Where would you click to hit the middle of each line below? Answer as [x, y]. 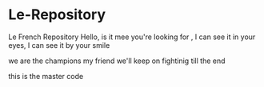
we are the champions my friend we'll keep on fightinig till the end [117, 61]
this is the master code [46, 76]
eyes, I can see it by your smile [59, 45]
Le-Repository [57, 15]
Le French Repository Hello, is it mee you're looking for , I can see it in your [132, 37]
